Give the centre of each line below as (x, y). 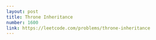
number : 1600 (22, 22)
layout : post (22, 11)
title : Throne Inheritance (40, 17)
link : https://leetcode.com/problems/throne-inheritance (78, 28)
